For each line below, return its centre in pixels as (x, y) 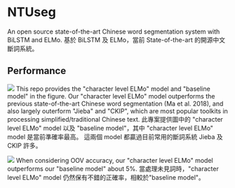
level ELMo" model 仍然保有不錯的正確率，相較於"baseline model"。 (106, 177)
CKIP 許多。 (25, 145)
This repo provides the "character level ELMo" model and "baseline (113, 89)
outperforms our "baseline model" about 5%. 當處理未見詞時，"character (113, 168)
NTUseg (32, 12)
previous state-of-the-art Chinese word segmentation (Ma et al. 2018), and (115, 103)
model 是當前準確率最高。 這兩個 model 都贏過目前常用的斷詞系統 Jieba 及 (115, 136)
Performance (37, 71)
